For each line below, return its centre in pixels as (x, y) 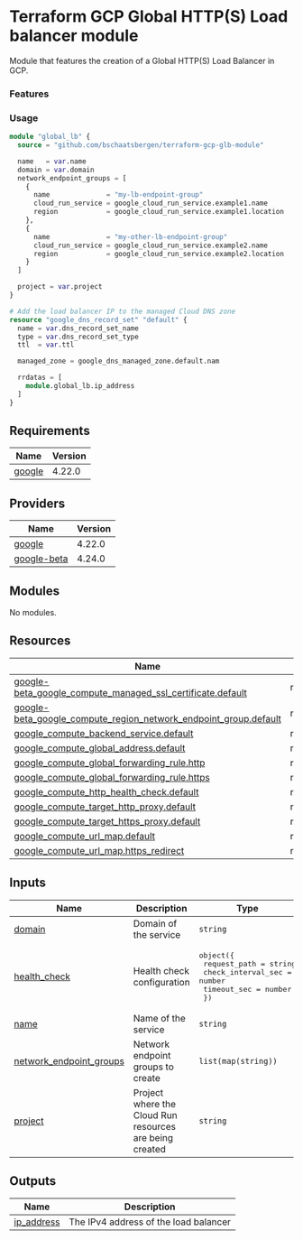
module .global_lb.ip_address (80, 386)
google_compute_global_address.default (100, 748)
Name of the (160, 1018)
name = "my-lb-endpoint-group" (118, 195)
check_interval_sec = (247, 972)
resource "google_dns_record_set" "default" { (98, 319)
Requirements (50, 431)
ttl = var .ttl (46, 345)
